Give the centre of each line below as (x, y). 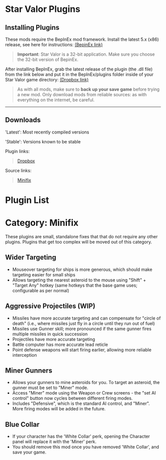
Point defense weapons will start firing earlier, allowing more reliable (82, 350)
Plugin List (27, 200)
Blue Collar (22, 425)
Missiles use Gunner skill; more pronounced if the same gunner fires (82, 329)
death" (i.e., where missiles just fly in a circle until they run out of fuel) (83, 323)
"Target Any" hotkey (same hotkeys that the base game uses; (75, 285)
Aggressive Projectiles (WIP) (50, 306)
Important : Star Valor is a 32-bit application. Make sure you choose (86, 54)
